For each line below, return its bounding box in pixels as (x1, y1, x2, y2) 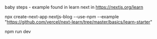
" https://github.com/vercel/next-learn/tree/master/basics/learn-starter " (5, 19, 152, 25)
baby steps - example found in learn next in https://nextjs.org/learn (5, 4, 143, 10)
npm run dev (5, 29, 31, 34)
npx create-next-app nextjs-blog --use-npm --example (5, 14, 119, 19)
